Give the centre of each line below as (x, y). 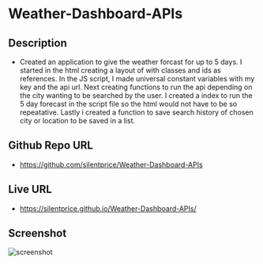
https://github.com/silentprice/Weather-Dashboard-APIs (111, 164)
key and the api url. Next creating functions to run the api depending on (136, 87)
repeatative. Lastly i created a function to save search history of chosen (137, 112)
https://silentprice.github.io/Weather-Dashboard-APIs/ (108, 208)
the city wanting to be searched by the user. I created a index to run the (136, 95)
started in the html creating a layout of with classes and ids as (120, 70)
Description (38, 43)
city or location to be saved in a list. (77, 121)
